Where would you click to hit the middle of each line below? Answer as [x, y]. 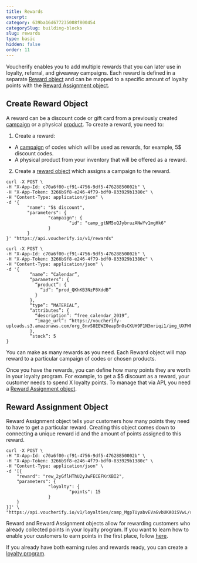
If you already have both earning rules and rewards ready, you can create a [97, 547]
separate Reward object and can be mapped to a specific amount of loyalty [97, 79]
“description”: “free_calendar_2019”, [82, 315]
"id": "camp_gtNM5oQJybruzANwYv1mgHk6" [118, 223]
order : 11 [18, 50]
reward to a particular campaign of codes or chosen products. [81, 358]
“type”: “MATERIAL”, [55, 305]
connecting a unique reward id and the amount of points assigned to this [94, 434]
